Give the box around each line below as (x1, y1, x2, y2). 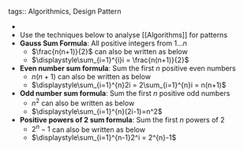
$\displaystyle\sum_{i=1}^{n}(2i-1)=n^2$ (31, 106, 163, 116)
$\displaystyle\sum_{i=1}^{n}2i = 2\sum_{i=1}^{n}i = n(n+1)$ (31, 80, 227, 90)
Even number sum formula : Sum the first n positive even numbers (19, 64, 236, 73)
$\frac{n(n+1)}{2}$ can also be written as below (31, 47, 188, 56)
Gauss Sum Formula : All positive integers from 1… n (19, 38, 188, 48)
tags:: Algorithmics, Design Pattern (8, 7, 122, 16)
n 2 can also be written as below (31, 97, 135, 108)
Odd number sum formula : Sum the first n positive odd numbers (19, 89, 231, 97)
